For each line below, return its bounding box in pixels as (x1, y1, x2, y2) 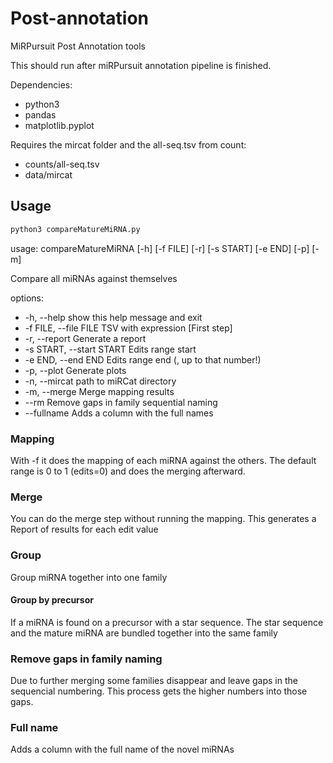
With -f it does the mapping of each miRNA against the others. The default (10, 454, 317, 466)
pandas (24, 108, 57, 121)
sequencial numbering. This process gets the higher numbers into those (10, 685, 308, 697)
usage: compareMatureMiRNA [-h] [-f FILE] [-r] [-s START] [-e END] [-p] (10, 242, 310, 254)
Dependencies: (10, 78, 73, 91)
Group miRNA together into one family (10, 571, 168, 583)
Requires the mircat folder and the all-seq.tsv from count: (10, 138, 247, 151)
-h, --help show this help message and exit (24, 311, 203, 323)
